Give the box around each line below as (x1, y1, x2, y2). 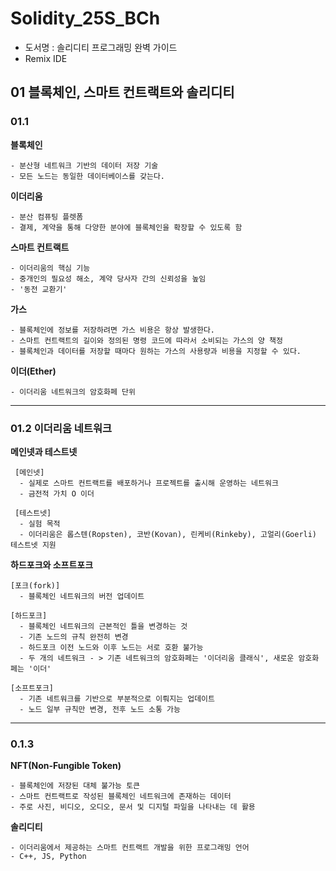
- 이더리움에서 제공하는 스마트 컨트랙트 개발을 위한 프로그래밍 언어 (10, 843, 250, 853)
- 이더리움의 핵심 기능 (10, 263, 91, 273)
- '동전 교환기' (10, 284, 68, 294)
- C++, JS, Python (10, 852, 87, 862)
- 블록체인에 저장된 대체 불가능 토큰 (10, 781, 141, 791)
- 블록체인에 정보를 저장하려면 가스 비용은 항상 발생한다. (10, 325, 215, 335)
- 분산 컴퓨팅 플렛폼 (10, 212, 84, 222)
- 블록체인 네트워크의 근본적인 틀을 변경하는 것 (19, 621, 188, 631)
